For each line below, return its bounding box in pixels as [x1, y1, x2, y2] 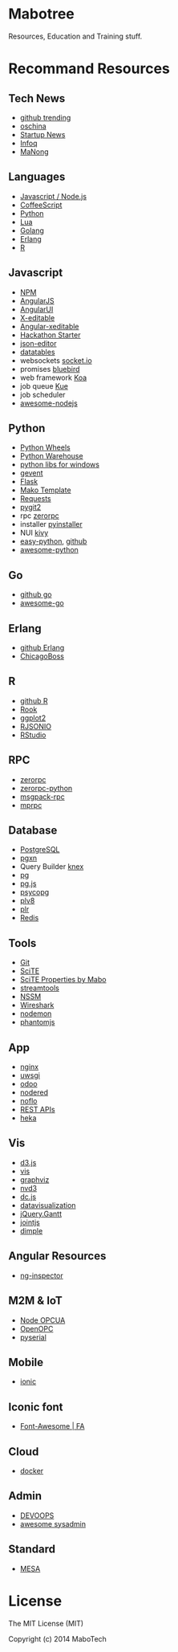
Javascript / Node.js [19, 191, 87, 201]
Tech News [8, 92, 66, 105]
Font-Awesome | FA [19, 1422, 85, 1431]
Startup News [19, 129, 66, 139]
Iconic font [8, 1400, 63, 1413]
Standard [8, 1543, 56, 1556]
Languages [8, 170, 66, 184]
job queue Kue [19, 381, 68, 390]
